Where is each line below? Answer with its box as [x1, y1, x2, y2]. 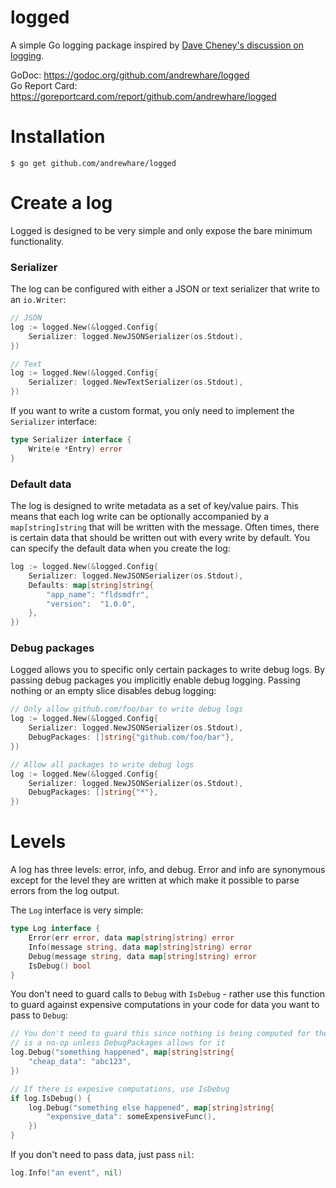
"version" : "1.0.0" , [46, 599, 137, 609]
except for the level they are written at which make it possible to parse [10, 874, 300, 886]
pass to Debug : [10, 1009, 68, 1021]
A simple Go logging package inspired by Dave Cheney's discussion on [10, 39, 305, 51]
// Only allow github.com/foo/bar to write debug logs [10, 704, 244, 715]
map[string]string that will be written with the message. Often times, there [10, 521, 320, 533]
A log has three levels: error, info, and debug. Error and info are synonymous [10, 864, 326, 876]
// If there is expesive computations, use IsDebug [10, 1084, 230, 1094]
